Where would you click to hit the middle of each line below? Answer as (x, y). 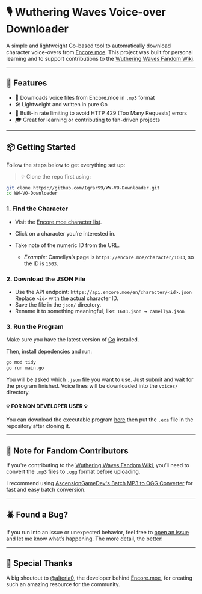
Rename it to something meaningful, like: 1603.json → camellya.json (100, 311)
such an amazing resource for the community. (63, 584)
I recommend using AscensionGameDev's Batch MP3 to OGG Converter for (100, 483)
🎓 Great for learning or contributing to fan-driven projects (87, 120)
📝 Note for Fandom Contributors (67, 451)
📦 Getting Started (41, 148)
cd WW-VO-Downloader (32, 194)
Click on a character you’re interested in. (65, 233)
